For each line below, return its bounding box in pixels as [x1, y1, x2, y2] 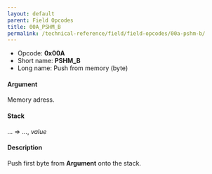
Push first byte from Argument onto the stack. [7, 159, 142, 167]
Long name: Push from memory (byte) [17, 64, 128, 72]
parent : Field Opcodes [7, 17, 74, 24]
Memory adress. [7, 95, 55, 104]
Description [7, 143, 43, 152]
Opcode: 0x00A [17, 49, 65, 58]
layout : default [7, 10, 55, 18]
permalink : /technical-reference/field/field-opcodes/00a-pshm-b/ [7, 29, 206, 37]
